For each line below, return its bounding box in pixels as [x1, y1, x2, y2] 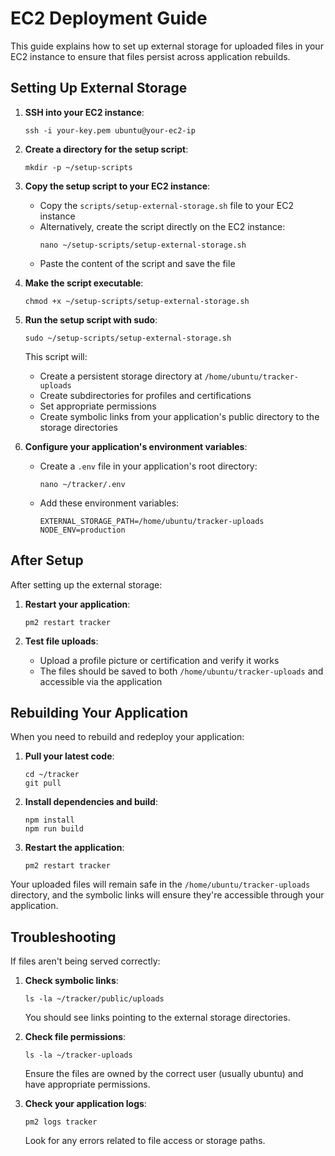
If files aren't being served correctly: [10, 955, 161, 967]
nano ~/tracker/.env [39, 479, 126, 489]
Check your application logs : [24, 1098, 147, 1110]
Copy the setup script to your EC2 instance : [24, 180, 211, 192]
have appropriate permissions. [24, 1078, 151, 1091]
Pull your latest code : [24, 750, 115, 762]
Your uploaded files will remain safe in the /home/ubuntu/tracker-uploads [10, 878, 311, 891]
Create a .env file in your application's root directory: [39, 460, 258, 472]
